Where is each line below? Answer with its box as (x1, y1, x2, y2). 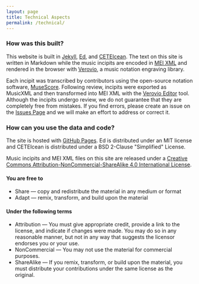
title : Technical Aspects (6, 14, 70, 20)
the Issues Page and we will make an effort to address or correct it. (6, 108, 170, 116)
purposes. (14, 253, 40, 260)
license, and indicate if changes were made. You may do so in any (14, 227, 177, 235)
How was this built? (6, 39, 64, 48)
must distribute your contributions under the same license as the (14, 265, 173, 272)
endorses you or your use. (14, 240, 80, 247)
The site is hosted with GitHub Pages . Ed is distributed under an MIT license (6, 137, 192, 144)
